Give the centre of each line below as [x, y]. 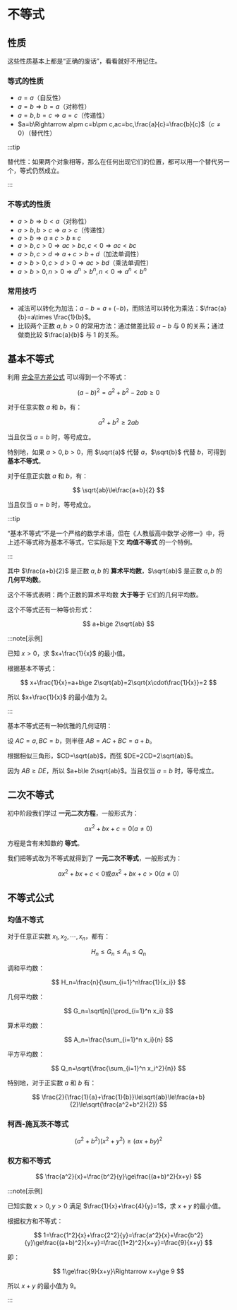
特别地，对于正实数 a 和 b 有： [52, 1083]
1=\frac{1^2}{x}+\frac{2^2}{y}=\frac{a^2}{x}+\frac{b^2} [123, 1235]
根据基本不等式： [32, 668]
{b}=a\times [35, 317]
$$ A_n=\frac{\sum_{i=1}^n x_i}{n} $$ [119, 1040]
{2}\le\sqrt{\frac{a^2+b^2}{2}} [114, 1104]
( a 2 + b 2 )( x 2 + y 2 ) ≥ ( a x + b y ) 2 [119, 1141]
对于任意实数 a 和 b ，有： [45, 407]
